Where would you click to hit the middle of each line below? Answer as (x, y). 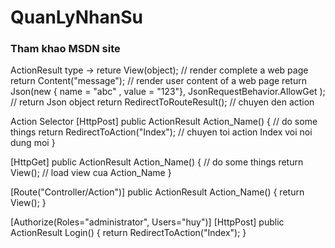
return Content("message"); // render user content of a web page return (158, 81)
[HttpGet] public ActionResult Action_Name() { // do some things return (157, 162)
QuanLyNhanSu (76, 17)
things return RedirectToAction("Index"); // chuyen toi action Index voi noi (161, 132)
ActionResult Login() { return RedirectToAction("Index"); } (128, 233)
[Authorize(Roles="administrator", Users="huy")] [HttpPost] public (147, 222)
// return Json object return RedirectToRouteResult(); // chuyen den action (162, 102)
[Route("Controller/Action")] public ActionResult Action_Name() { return (157, 192)
